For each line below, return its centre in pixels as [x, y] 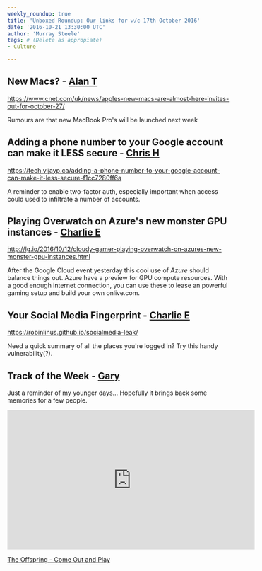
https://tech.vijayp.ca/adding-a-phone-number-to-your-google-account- [114, 170]
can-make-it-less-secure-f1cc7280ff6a [65, 178]
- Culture [22, 47]
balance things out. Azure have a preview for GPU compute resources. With [118, 278]
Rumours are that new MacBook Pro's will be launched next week [103, 120]
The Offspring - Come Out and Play [59, 560]
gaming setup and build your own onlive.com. [73, 293]
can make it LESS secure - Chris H [84, 153]
